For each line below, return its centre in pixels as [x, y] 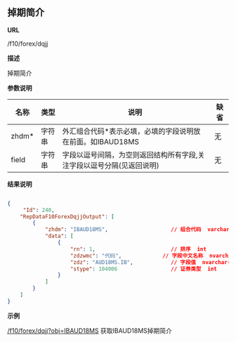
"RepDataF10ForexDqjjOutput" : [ [67, 216]
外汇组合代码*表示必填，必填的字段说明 [128, 131]
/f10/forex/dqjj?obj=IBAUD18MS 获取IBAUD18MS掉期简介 [90, 330]
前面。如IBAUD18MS [104, 141]
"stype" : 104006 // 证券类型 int [144, 269]
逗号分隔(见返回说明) [125, 165]
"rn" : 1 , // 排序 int [138, 249]
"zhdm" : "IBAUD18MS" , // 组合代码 [123, 230]
